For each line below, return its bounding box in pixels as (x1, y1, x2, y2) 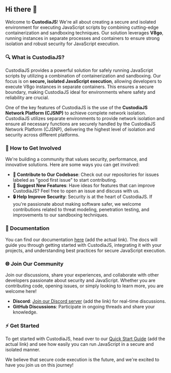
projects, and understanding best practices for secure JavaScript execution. (5, 247, 166, 253)
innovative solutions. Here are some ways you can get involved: (5, 162, 140, 168)
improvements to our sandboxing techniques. (12, 212, 109, 218)
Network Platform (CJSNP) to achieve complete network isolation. (5, 110, 146, 116)
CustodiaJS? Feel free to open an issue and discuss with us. (12, 188, 140, 194)
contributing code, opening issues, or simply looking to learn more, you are (5, 283, 164, 289)
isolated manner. (5, 347, 40, 353)
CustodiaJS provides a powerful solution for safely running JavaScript (5, 67, 154, 73)
